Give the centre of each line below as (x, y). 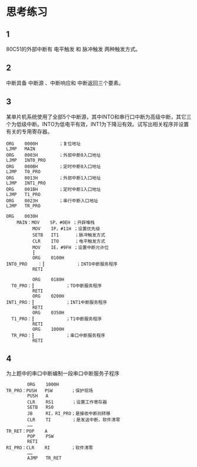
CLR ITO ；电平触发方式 (69, 241)
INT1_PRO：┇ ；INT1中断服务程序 (57, 302)
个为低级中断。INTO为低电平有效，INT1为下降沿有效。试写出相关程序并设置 (98, 124)
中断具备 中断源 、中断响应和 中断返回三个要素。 (65, 82)
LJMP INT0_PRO (26, 160)
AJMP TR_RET (44, 458)
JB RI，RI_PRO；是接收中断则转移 (69, 414)
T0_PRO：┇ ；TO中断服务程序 (56, 286)
